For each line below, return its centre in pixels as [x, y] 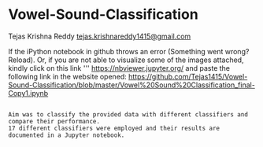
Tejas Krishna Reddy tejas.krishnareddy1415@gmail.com [100, 36]
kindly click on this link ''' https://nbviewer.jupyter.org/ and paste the [119, 68]
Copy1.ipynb [28, 93]
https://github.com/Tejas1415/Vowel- [188, 76]
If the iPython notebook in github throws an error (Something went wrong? [129, 51]
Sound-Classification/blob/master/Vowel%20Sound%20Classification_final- [132, 85]
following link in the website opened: [68, 76]
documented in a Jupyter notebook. [67, 135]
